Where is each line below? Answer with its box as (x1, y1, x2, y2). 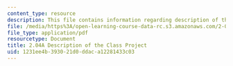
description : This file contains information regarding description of (7, 16, 218, 23)
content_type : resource (7, 10, 76, 17)
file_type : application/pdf (7, 29, 89, 36)
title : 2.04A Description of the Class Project (7, 42, 148, 49)
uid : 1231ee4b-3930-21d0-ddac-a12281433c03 (7, 49, 135, 56)
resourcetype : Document (7, 36, 76, 43)
